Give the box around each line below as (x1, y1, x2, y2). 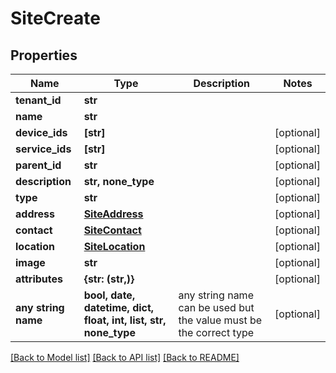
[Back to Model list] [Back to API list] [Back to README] (10, 352, 240, 363)
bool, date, (83, 288, 136, 302)
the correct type (178, 326, 255, 339)
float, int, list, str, (83, 313, 167, 327)
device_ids (15, 126, 68, 139)
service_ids (15, 142, 72, 156)
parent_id (15, 158, 62, 172)
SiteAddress (83, 207, 144, 221)
